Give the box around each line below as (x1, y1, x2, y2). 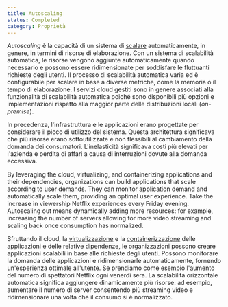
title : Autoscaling (7, 10, 63, 17)
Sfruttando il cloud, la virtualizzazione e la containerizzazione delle (7, 235, 196, 243)
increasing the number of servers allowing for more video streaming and (7, 214, 212, 223)
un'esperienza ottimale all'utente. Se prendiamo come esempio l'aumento (7, 264, 215, 272)
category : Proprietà (7, 23, 66, 30)
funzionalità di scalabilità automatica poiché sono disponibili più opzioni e (7, 93, 214, 101)
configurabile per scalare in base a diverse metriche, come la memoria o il (7, 78, 216, 87)
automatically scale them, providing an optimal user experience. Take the (7, 192, 214, 201)
